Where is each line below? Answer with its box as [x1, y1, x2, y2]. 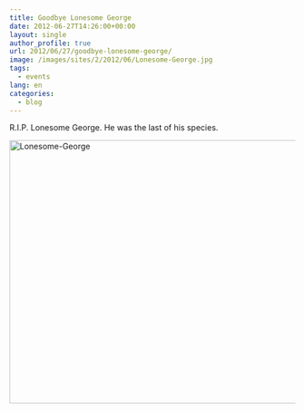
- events [17, 72, 51, 82]
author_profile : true [9, 38, 92, 48]
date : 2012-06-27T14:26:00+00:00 [9, 22, 136, 31]
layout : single [9, 30, 67, 39]
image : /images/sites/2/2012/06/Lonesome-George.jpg [9, 55, 213, 64]
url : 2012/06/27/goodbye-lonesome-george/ [9, 47, 172, 56]
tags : [9, 64, 30, 73]
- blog [17, 97, 43, 107]
